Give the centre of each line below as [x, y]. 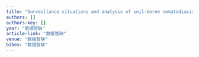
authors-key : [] [26, 23]
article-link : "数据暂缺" [36, 34]
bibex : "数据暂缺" [27, 45]
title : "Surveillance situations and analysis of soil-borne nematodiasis [100, 12]
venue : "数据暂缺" [27, 39]
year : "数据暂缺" [26, 28]
